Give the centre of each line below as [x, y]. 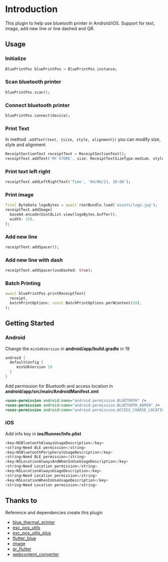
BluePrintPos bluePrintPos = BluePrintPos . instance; [61, 69]
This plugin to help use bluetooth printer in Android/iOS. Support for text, [80, 23]
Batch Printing [23, 283]
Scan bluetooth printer [33, 82]
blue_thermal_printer [33, 522]
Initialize [16, 59]
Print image [19, 194]
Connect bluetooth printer [37, 105]
